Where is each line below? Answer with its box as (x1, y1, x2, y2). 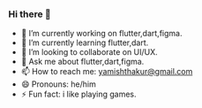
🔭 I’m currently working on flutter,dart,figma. (20, 28, 183, 39)
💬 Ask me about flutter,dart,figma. (20, 57, 145, 67)
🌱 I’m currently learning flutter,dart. (20, 37, 149, 48)
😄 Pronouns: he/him (20, 79, 96, 89)
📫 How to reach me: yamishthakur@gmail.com (20, 66, 193, 77)
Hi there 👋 (8, 8, 52, 20)
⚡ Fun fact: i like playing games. (20, 89, 138, 100)
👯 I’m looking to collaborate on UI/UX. (20, 47, 158, 58)
